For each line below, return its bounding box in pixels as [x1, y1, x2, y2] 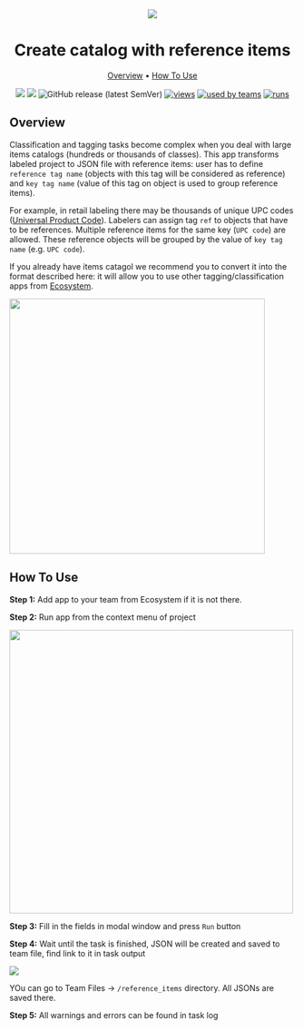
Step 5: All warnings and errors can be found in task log [9, 1009, 219, 1020]
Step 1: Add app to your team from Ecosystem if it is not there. [9, 593, 242, 604]
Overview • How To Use [107, 70, 198, 81]
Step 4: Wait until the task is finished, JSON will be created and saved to [9, 938, 280, 949]
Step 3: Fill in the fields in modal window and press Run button [9, 920, 241, 931]
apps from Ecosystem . [9, 280, 93, 291]
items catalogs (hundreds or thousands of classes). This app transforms [9, 149, 279, 160]
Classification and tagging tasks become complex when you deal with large [9, 139, 292, 150]
